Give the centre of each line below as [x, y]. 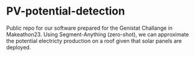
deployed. [19, 47]
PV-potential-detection [66, 11]
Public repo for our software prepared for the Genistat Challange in [90, 28]
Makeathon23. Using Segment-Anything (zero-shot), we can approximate [97, 34]
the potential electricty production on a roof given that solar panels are [94, 41]
